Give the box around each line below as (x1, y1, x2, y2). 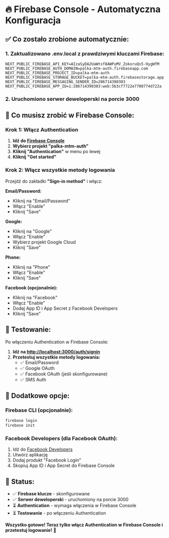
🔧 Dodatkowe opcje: (5, 391, 70, 400)
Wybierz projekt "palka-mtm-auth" (12, 143, 89, 149)
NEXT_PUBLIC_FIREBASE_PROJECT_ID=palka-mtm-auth (5, 70, 110, 76)
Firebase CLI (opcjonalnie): (5, 407, 73, 414)
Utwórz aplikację (12, 452, 48, 458)
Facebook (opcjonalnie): (5, 284, 58, 291)
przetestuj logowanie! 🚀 (5, 527, 57, 533)
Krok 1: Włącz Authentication (5, 126, 78, 133)
